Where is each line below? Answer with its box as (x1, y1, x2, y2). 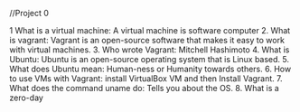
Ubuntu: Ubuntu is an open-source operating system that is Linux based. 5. (9, 54, 290, 64)
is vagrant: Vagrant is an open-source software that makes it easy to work (9, 35, 285, 45)
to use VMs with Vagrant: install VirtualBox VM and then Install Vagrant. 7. (9, 73, 283, 84)
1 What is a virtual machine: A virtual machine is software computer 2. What (9, 25, 291, 35)
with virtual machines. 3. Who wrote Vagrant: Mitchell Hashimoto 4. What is (9, 44, 290, 55)
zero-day (9, 92, 43, 103)
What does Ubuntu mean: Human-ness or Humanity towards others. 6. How (9, 63, 292, 74)
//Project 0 (9, 8, 50, 18)
